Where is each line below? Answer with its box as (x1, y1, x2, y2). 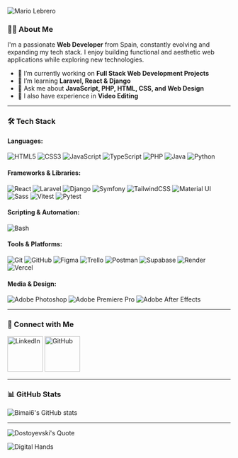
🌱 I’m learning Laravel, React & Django (17, 76, 131, 85)
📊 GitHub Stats (7, 389, 62, 399)
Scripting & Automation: (7, 208, 80, 217)
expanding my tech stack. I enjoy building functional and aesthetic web (7, 48, 215, 57)
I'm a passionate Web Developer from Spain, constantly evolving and (7, 40, 210, 49)
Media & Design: (7, 280, 57, 288)
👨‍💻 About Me (7, 24, 53, 34)
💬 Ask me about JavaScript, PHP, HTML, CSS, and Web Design (17, 84, 204, 93)
